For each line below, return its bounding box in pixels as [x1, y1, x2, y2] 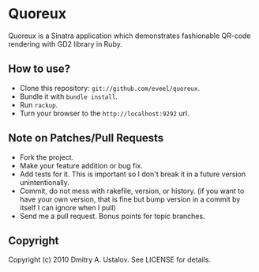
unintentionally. [19, 177, 69, 187]
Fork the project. [19, 152, 74, 162]
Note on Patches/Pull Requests [8, 131, 164, 145]
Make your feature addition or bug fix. [19, 161, 144, 170]
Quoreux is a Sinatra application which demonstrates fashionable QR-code [8, 31, 251, 40]
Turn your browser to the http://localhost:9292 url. [19, 108, 190, 118]
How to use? [8, 62, 71, 76]
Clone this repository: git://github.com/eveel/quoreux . [19, 83, 200, 93]
